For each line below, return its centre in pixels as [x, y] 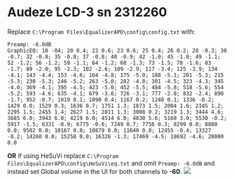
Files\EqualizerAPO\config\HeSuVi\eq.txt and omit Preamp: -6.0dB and [111, 163]
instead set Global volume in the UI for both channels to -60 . [95, 171]
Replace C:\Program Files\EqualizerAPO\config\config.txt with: [102, 32]
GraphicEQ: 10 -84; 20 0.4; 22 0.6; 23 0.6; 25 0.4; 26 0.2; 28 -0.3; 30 [117, 51]
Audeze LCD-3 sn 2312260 [87, 12]
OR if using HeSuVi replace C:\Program [63, 156]
